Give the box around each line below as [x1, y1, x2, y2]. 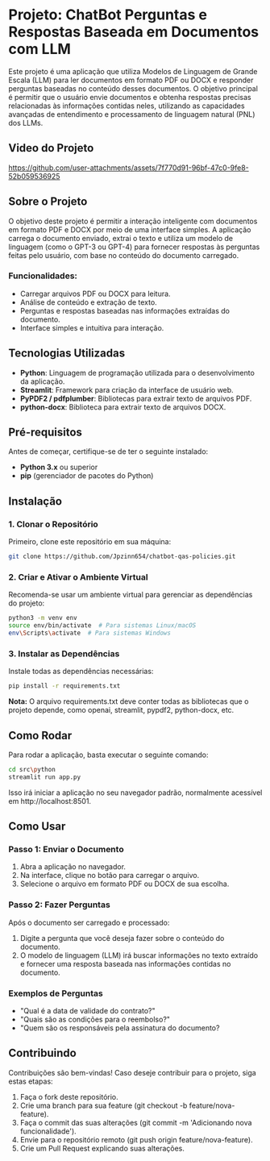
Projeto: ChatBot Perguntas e [8, 6, 208, 24]
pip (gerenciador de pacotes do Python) [19, 471, 154, 481]
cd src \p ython [8, 765, 56, 773]
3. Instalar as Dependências [8, 647, 120, 659]
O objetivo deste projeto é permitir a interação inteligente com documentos [8, 216, 258, 226]
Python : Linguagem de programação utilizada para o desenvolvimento [19, 368, 255, 377]
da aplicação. [19, 377, 65, 386]
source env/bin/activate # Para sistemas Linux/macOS [8, 622, 197, 630]
